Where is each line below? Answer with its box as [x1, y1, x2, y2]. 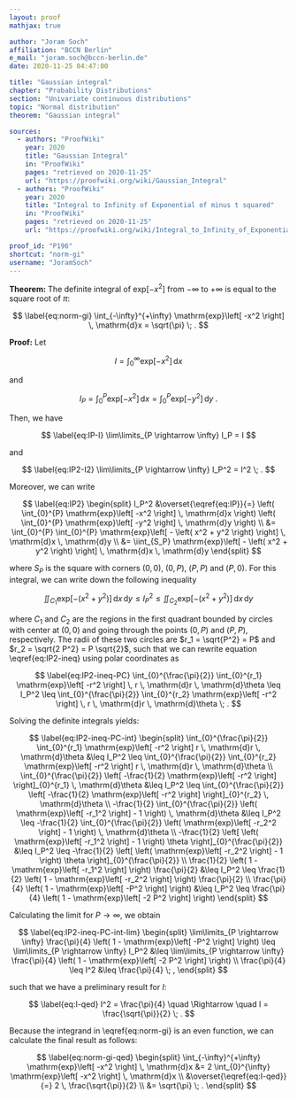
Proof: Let [9, 337, 47, 348]
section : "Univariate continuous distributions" [9, 94, 192, 103]
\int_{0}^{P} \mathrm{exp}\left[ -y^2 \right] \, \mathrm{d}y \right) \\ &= [20, 517, 277, 528]
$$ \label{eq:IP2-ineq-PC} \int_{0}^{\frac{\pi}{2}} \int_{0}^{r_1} [34, 670, 263, 681]
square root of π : [9, 293, 71, 304]
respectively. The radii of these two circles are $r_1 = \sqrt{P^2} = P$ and [9, 634, 276, 645]
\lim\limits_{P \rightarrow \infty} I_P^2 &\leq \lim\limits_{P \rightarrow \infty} [12, 946, 285, 956]
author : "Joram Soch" [9, 37, 89, 46]
